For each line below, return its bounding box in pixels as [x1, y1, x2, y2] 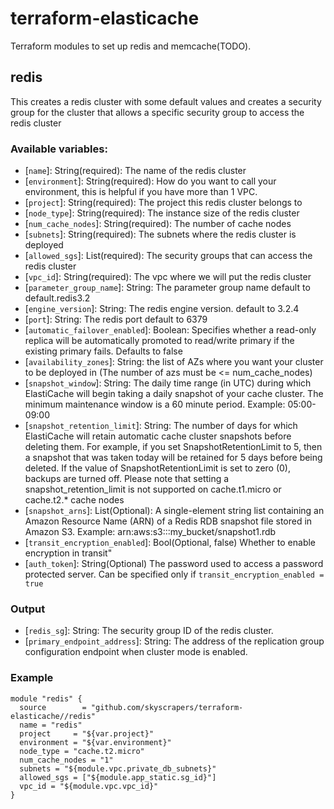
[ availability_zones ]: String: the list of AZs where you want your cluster [24, 356, 324, 368]
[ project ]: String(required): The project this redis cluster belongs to [24, 197, 303, 209]
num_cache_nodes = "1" [19, 755, 114, 765]
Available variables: [10, 142, 108, 156]
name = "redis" [19, 720, 83, 730]
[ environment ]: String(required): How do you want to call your [24, 175, 277, 187]
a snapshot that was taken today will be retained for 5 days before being [24, 452, 323, 464]
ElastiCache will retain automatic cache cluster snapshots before [24, 430, 292, 442]
